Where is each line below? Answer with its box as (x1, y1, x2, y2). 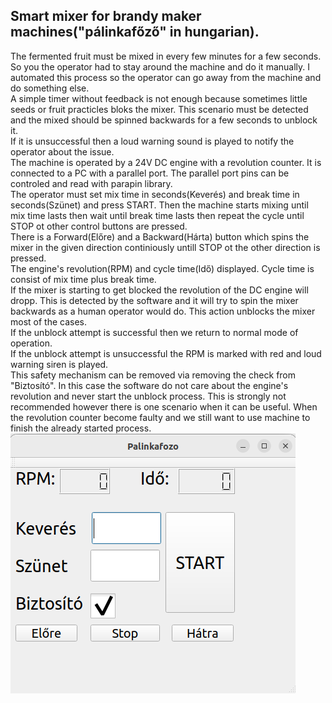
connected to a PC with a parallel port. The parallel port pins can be (10, 167, 290, 179)
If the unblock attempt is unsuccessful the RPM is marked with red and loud (10, 347, 322, 359)
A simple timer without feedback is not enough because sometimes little (10, 92, 308, 104)
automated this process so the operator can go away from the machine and (10, 71, 322, 83)
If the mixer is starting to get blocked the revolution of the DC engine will (10, 284, 309, 296)
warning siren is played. (10, 358, 109, 370)
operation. (10, 337, 53, 349)
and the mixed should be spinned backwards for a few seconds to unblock (10, 114, 318, 126)
